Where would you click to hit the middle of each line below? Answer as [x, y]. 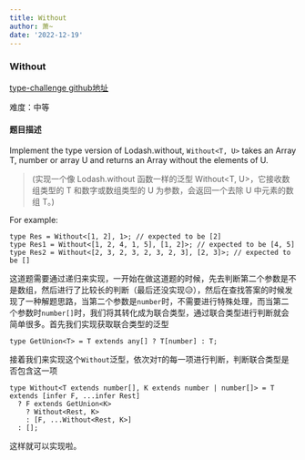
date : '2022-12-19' [46, 35]
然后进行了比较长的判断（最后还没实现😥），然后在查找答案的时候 [163, 290]
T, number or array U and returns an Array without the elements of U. [139, 159]
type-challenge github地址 [59, 87]
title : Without [38, 18]
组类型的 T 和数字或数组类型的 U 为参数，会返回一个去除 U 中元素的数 [163, 190]
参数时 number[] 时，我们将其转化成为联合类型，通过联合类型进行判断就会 [153, 312]
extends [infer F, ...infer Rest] [75, 396]
